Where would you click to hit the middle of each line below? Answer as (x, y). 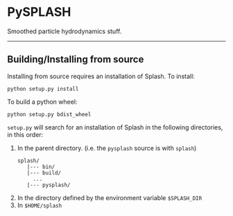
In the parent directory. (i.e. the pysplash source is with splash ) (107, 148)
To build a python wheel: (42, 102)
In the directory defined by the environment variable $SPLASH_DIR (110, 197)
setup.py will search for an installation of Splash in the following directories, (115, 127)
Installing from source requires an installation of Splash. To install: (101, 76)
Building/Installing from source (76, 60)
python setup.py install (43, 89)
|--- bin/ (41, 167)
